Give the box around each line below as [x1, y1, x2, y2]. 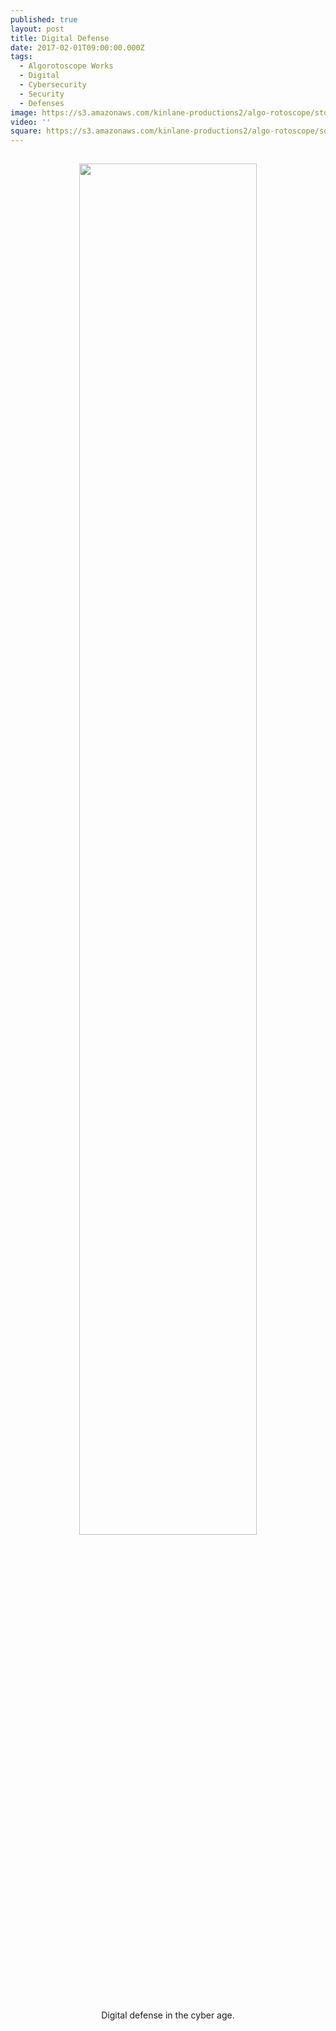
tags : [10, 52, 33, 62]
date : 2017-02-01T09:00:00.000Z [10, 42, 145, 53]
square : [10, 126, 43, 136]
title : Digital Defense [10, 33, 110, 43]
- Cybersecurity [19, 80, 87, 90]
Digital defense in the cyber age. [101, 2009, 235, 2021]
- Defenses [19, 98, 65, 108]
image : [10, 107, 38, 118]
